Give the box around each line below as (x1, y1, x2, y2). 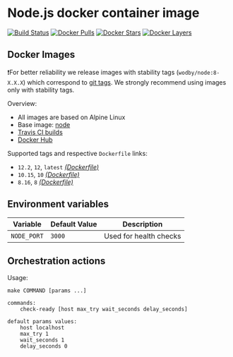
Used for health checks (103, 231, 181, 241)
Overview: (7, 99, 37, 107)
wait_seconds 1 (20, 337, 65, 344)
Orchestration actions (7, 255, 106, 267)
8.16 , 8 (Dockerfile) (17, 178, 74, 186)
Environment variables (7, 198, 109, 210)
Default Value (50, 219, 97, 229)
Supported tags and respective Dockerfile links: (7, 149, 148, 157)
